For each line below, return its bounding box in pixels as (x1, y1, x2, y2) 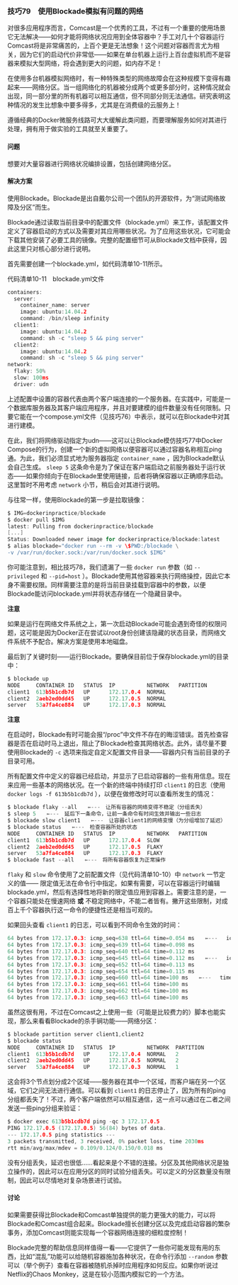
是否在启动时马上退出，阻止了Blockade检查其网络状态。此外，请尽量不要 (13, 739, 227, 748)
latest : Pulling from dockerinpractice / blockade (7, 523, 154, 530)
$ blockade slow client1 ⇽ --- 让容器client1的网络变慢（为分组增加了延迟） (7, 817, 227, 825)
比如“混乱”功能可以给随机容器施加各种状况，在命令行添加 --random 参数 (19, 1252, 228, 1260)
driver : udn (13, 380, 50, 387)
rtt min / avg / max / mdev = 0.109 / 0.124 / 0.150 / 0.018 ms (7, 1144, 163, 1152)
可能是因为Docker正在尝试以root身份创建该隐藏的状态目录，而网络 (25, 628, 220, 637)
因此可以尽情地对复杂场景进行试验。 (19, 1176, 125, 1184)
